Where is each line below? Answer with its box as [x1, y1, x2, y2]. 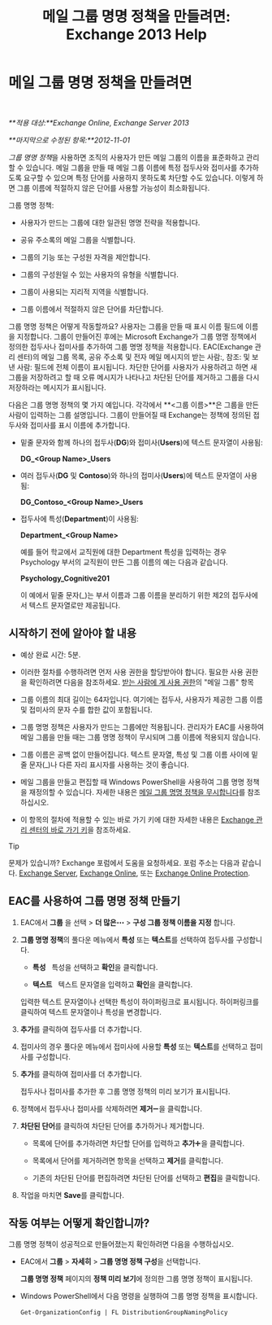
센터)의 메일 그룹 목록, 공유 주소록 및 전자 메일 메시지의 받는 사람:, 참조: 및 [16, 352, 250, 362]
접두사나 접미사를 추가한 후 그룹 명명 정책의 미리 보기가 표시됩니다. [19, 1086, 231, 1096]
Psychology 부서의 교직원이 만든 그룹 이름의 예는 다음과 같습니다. [19, 557, 229, 567]
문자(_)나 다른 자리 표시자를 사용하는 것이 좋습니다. [28, 759, 189, 770]
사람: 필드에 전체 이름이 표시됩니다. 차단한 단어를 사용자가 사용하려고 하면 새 [16, 362, 257, 371]
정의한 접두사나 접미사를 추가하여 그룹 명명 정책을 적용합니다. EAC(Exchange [8, 341, 253, 351]
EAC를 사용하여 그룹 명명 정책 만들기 [8, 894, 181, 908]
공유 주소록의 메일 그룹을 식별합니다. [19, 235, 136, 244]
